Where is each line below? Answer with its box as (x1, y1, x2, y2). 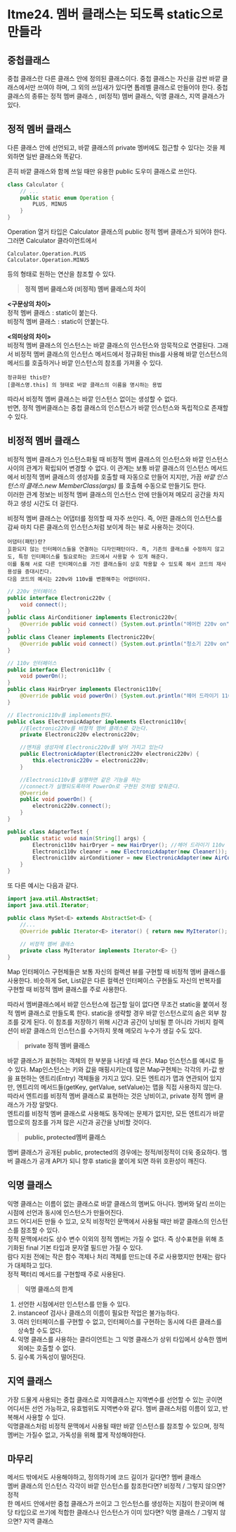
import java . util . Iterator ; (7, 902, 90, 909)
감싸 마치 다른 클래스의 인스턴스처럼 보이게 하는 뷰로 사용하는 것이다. (7, 523, 195, 531)
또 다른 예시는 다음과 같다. (7, 881, 79, 890)
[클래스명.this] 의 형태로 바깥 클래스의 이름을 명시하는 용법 (7, 382, 162, 389)
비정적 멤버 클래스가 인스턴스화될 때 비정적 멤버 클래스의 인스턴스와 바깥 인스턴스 (7, 455, 229, 463)
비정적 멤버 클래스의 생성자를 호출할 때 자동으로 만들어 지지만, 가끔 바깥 (20, 473, 216, 481)
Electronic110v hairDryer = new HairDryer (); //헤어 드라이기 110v (32, 841, 225, 849)
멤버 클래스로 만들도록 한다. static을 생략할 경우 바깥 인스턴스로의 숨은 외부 (14, 1009, 220, 1017)
